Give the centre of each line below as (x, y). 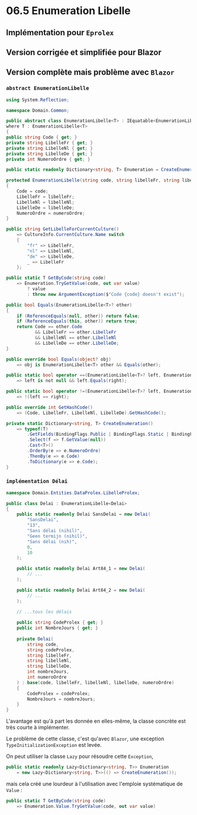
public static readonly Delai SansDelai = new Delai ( (84, 514)
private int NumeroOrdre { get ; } (48, 159)
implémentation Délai (37, 481)
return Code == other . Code (50, 327)
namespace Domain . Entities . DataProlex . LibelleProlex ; (73, 493)
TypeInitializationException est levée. (54, 745)
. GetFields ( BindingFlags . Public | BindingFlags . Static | (98, 435)
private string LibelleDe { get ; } (50, 154)
